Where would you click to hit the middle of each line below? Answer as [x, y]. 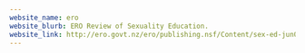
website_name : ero [44, 18]
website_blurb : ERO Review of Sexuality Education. [109, 26]
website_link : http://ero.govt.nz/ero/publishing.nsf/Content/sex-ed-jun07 [156, 34]
